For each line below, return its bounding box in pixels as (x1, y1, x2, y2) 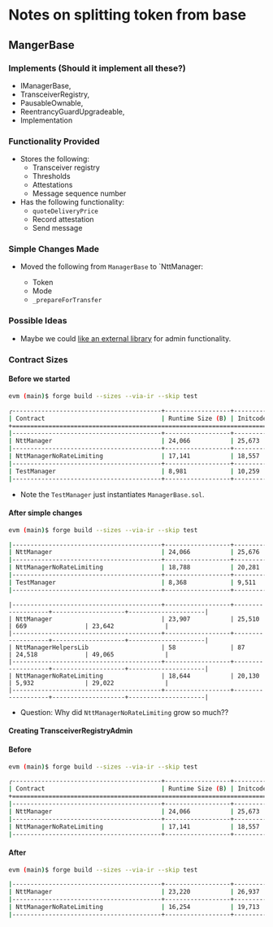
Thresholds (32, 171, 71, 181)
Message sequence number (32, 188, 127, 198)
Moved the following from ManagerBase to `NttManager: (19, 262, 203, 271)
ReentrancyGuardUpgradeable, (19, 106, 125, 116)
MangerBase (8, 38, 75, 52)
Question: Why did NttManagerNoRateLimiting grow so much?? (19, 707, 229, 717)
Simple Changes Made (8, 244, 100, 255)
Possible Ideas (8, 315, 67, 327)
